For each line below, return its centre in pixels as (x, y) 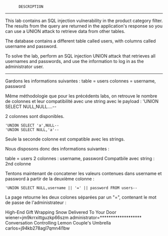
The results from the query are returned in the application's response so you (84, 26)
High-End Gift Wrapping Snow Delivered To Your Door (61, 212)
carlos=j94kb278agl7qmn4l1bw (37, 228)
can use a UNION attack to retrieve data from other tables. (65, 31)
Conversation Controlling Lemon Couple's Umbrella (58, 223)
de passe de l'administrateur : (36, 202)
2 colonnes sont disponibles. (35, 116)
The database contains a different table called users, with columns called (80, 41)
